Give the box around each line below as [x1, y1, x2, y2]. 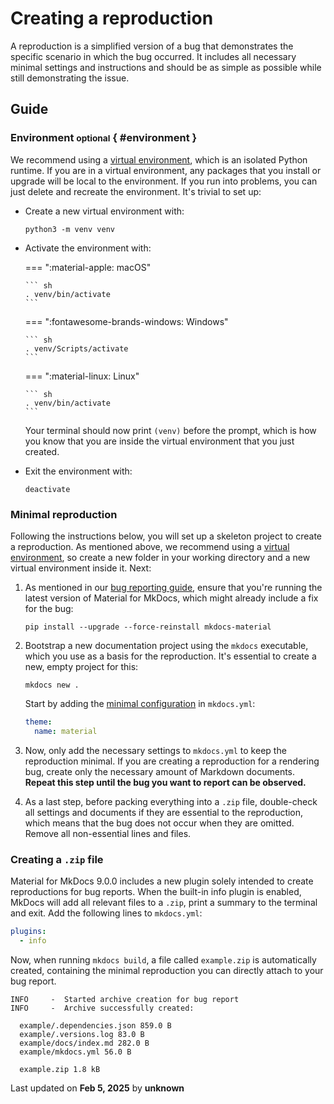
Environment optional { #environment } [10, 131, 198, 145]
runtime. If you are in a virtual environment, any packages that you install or [10, 164, 322, 176]
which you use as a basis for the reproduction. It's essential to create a [24, 650, 317, 662]
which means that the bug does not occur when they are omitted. [24, 817, 295, 829]
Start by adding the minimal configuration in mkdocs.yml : [24, 697, 256, 709]
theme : [24, 717, 53, 727]
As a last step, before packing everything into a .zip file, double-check [24, 795, 318, 807]
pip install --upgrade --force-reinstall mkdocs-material [24, 622, 272, 632]
